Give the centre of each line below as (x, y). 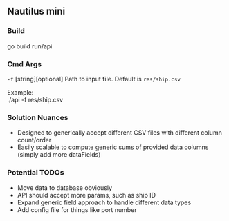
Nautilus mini (36, 11)
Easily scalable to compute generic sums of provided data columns (113, 147)
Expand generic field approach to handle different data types (104, 202)
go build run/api (30, 46)
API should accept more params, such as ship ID (86, 195)
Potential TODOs (36, 173)
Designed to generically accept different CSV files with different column (120, 133)
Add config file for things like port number (77, 209)
